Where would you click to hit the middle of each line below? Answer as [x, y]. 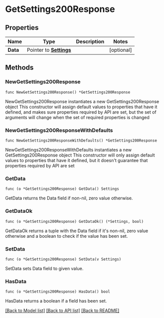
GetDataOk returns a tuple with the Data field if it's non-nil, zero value [77, 231]
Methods [19, 68]
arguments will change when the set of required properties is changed [77, 117]
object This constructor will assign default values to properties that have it [81, 107]
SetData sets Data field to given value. [44, 268]
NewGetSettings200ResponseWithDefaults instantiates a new [69, 150]
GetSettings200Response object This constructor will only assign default [80, 155]
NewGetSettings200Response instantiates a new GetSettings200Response [82, 101]
